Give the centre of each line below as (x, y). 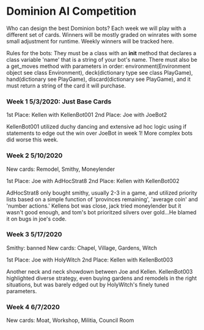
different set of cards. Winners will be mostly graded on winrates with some (102, 34)
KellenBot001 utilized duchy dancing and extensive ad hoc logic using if (97, 127)
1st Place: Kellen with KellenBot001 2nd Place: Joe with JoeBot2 (87, 115)
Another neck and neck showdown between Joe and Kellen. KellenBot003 (100, 271)
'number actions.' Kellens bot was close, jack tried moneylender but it (94, 206)
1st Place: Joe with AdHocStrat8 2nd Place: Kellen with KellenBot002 (93, 181)
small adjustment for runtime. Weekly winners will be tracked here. (90, 41)
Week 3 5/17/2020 (34, 234)
